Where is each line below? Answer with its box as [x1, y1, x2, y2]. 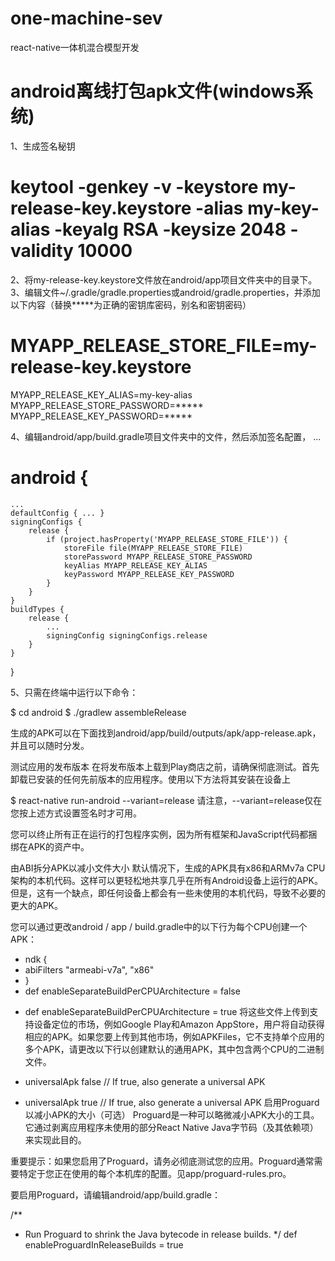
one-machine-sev [10, 7, 163, 30]
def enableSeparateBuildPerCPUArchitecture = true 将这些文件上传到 [24, 1005, 310, 1017]
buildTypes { [10, 604, 65, 614]
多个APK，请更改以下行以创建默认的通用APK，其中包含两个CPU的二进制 [24, 1043, 325, 1055]
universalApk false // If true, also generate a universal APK [24, 1075, 266, 1087]
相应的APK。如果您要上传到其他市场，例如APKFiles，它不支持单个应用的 [24, 1030, 325, 1042]
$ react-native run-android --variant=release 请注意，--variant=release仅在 [10, 794, 323, 806]
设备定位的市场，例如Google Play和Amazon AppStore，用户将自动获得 [33, 1018, 325, 1030]
